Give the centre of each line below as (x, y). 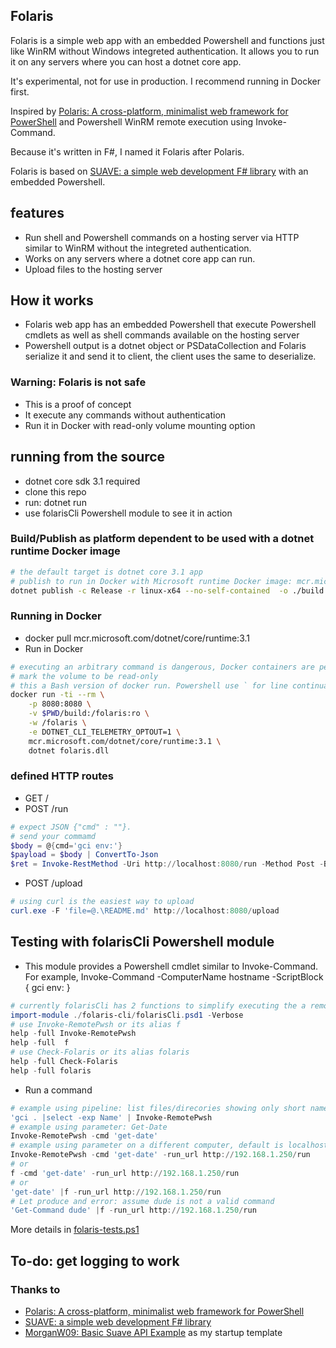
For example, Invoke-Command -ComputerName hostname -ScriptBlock (174, 976)
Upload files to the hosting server (93, 269)
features (37, 213)
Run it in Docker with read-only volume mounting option (140, 425)
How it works (52, 300)
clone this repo (55, 491)
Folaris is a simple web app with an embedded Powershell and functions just (167, 40)
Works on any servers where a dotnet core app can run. (140, 258)
